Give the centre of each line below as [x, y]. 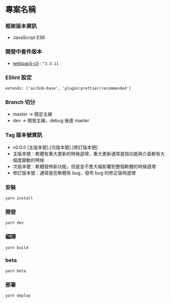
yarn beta [16, 271]
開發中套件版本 [24, 52]
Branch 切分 [20, 102]
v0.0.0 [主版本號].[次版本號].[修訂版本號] [55, 147]
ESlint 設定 [19, 77]
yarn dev [15, 223]
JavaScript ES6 [29, 38]
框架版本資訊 [21, 26]
